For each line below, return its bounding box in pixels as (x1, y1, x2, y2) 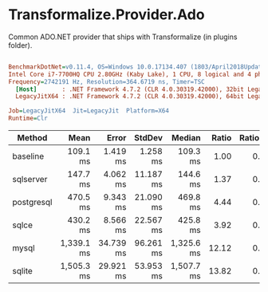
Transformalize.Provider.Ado (8, 6, 205, 24)
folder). (8, 40, 33, 49)
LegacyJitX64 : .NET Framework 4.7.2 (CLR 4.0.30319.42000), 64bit (15, 93, 245, 101)
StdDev (134, 132, 164, 144)
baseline (12, 151, 45, 162)
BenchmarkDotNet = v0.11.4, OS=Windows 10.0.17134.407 (8, 62, 187, 71)
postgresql (12, 197, 53, 208)
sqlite (12, 266, 33, 277)
